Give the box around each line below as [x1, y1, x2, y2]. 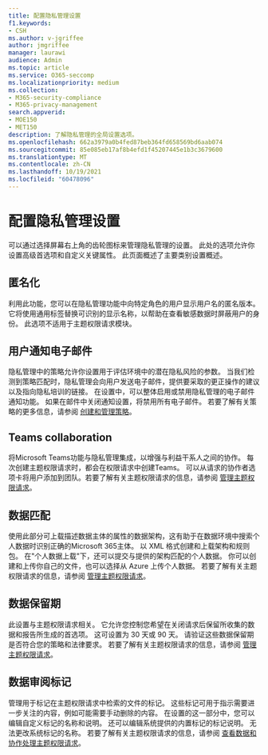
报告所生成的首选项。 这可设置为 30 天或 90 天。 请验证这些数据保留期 [22, 629, 254, 639]
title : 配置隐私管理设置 [8, 11, 81, 20]
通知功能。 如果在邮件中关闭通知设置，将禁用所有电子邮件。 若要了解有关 [8, 397, 250, 406]
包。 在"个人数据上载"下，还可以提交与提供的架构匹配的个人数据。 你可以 [8, 551, 250, 561]
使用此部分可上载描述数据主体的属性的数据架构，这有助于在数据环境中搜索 [8, 531, 253, 541]
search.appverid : [8, 109, 66, 117]
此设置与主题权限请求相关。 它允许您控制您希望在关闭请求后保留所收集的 [8, 619, 248, 629]
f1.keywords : [8, 19, 52, 27]
